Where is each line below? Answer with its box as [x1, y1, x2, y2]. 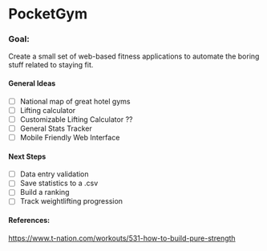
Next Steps [8, 152, 47, 161]
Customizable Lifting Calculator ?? [19, 114, 133, 124]
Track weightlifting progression [19, 196, 123, 206]
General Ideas [8, 79, 56, 88]
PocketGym [8, 5, 88, 23]
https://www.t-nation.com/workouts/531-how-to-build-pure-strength [8, 233, 236, 243]
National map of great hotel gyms [19, 96, 131, 106]
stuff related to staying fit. [8, 60, 94, 70]
